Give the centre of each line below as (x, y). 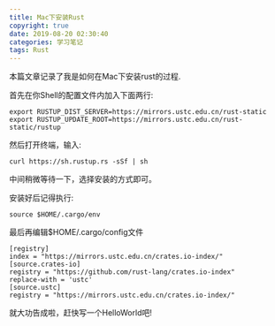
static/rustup (35, 128)
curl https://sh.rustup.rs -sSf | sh (79, 162)
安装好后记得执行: (42, 198)
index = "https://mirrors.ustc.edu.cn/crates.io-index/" (116, 257)
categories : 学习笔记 (46, 42)
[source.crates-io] (45, 265)
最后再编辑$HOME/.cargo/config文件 (76, 232)
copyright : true (39, 26)
